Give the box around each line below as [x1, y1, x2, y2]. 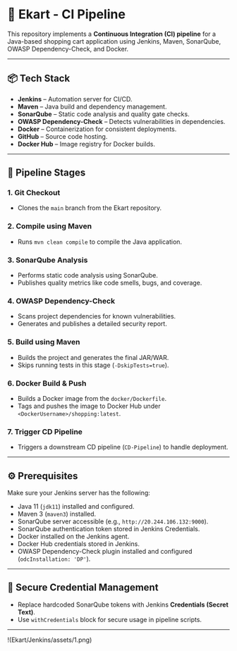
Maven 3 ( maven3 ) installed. [17, 510, 97, 519]
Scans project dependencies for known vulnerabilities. [17, 312, 176, 321]
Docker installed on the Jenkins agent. [17, 532, 130, 541]
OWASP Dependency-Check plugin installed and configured [17, 547, 193, 556]
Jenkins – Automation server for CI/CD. [17, 94, 133, 103]
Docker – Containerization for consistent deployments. [17, 125, 177, 133]
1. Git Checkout [7, 188, 61, 198]
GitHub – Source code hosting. [17, 132, 108, 140]
